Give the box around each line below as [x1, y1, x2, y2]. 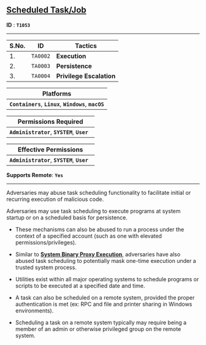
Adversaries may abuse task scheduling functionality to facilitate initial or [6, 189, 191, 196]
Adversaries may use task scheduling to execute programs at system [6, 207, 181, 214]
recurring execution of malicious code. [6, 195, 104, 203]
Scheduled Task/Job [6, 5, 87, 15]
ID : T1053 [6, 21, 31, 28]
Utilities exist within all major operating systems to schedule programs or [15, 275, 199, 282]
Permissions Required [17, 117, 84, 126]
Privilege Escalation [56, 72, 116, 80]
